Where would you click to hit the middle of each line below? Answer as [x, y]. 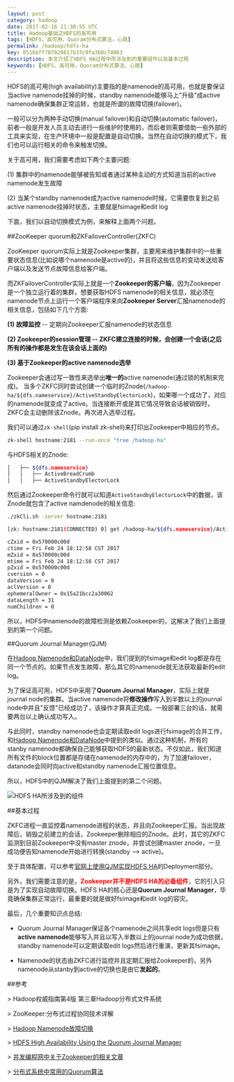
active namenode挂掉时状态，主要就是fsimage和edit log [88, 206]
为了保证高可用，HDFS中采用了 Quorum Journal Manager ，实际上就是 [109, 690]
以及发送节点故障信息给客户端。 [65, 268]
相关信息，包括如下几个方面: [48, 309]
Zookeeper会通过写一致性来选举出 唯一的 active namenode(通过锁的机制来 [112, 377]
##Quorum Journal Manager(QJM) [57, 643]
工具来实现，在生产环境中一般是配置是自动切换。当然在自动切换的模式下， [114, 136]
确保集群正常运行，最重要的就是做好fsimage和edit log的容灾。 [102, 898]
